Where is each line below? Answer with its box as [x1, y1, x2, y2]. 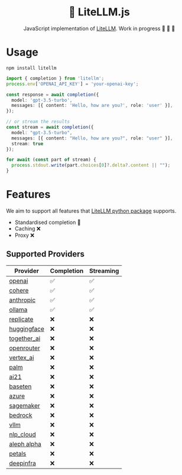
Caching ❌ [14, 225, 41, 232]
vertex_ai [9, 353, 34, 362]
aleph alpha [9, 440, 41, 448]
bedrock [9, 411, 32, 419]
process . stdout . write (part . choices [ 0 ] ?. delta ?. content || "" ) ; [11, 162, 171, 168]
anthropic [9, 295, 36, 304]
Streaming [89, 266, 119, 275]
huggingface [9, 324, 44, 333]
